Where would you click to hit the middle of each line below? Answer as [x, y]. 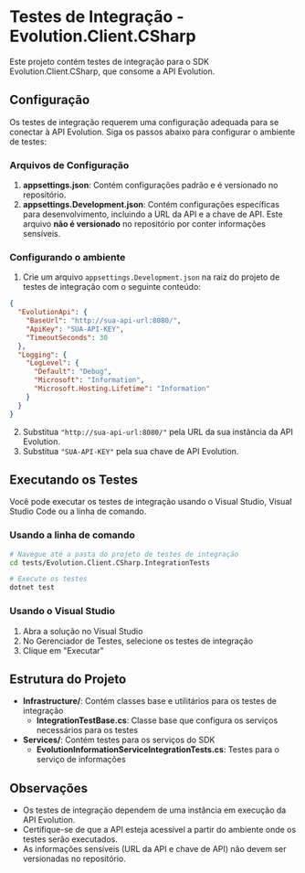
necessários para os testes [87, 730]
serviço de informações [81, 760]
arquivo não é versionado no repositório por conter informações [144, 224]
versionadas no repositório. [74, 859]
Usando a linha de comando [72, 535]
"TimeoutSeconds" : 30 [67, 337]
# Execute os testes [49, 579]
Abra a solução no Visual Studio [83, 631]
